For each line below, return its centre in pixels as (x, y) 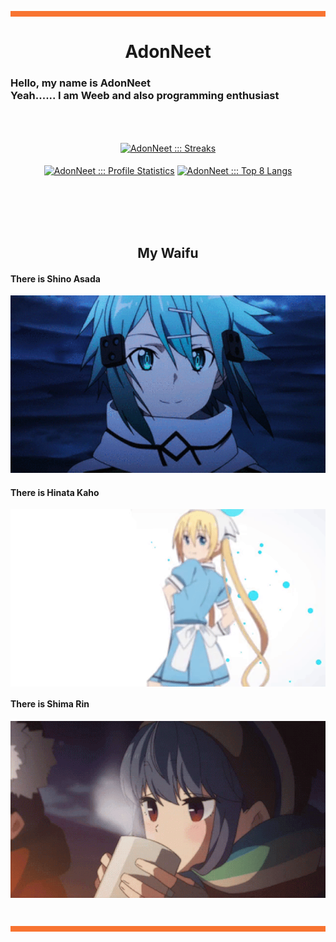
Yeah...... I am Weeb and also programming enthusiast (145, 96)
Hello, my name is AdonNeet (81, 83)
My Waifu (168, 253)
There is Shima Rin (50, 704)
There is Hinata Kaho (55, 492)
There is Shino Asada (55, 278)
